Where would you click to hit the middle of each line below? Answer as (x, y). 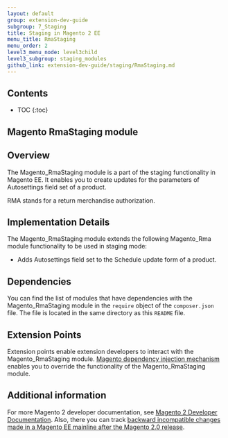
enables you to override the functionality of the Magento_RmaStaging (106, 367)
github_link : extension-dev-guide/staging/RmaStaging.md (91, 65)
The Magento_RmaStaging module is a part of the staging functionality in (112, 172)
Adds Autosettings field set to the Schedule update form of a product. (117, 260)
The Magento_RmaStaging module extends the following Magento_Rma (109, 239)
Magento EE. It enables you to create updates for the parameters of (103, 179)
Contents (28, 93)
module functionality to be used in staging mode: (77, 246)
